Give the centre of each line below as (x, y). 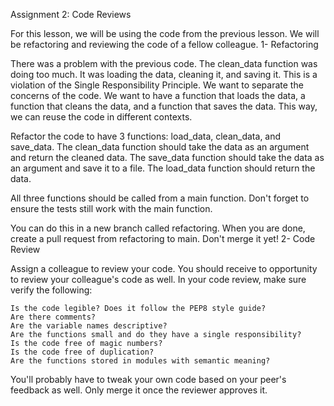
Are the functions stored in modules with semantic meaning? (140, 361)
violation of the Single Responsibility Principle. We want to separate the (157, 85)
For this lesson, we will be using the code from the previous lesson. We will (165, 33)
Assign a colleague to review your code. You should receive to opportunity (164, 268)
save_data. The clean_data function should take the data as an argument (160, 147)
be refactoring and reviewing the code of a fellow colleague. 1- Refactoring (164, 44)
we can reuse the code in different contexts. (101, 117)
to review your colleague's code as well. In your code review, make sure (158, 279)
